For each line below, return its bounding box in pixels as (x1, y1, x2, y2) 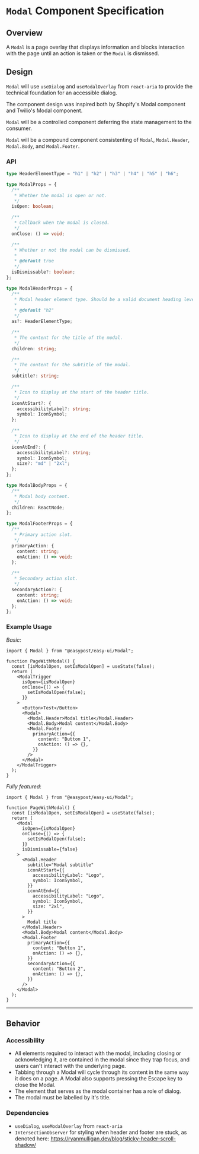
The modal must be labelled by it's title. (14, 1094, 111, 1101)
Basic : (6, 636, 22, 643)
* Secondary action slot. (14, 576, 78, 582)
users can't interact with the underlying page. (14, 1063, 126, 1070)
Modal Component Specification (6, 4, 165, 18)
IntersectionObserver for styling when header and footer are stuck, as (14, 1128, 187, 1136)
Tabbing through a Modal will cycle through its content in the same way (14, 1069, 190, 1076)
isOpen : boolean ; (11, 204, 54, 210)
